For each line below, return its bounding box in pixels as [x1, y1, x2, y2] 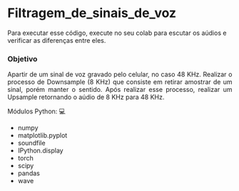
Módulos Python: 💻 [7, 107, 66, 115]
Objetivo [7, 53, 38, 63]
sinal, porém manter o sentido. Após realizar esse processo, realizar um [7, 86, 233, 94]
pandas [17, 169, 41, 177]
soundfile [17, 139, 46, 148]
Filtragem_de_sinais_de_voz [7, 5, 177, 21]
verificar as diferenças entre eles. [7, 36, 106, 44]
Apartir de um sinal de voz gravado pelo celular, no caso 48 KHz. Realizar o [7, 70, 233, 79]
